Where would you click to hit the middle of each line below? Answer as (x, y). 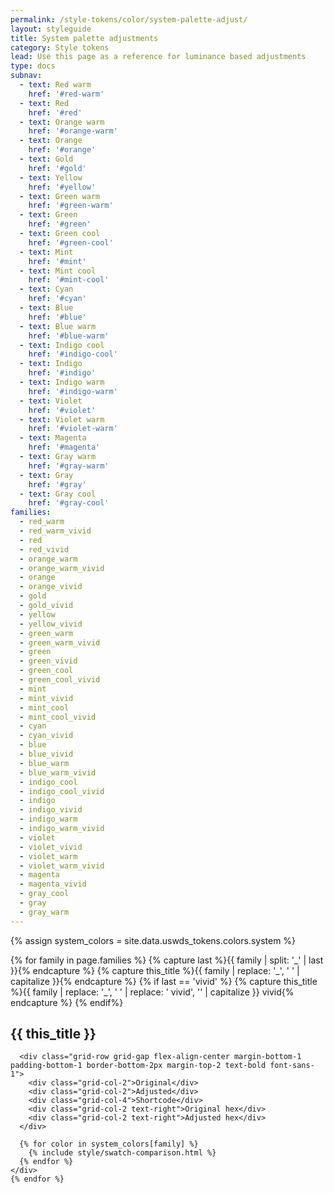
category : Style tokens (60, 47)
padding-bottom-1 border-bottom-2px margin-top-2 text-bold (138, 1066)
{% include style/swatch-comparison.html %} (122, 1153)
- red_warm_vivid (55, 531)
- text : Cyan (46, 289)
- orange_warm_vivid (62, 568)
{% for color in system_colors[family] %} (109, 1144)
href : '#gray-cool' (69, 503)
